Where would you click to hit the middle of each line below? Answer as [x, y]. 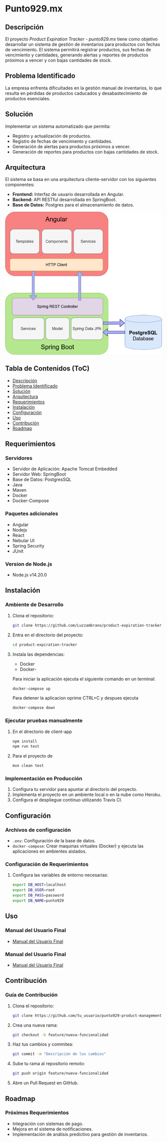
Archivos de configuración [38, 830]
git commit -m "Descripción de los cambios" [59, 1054]
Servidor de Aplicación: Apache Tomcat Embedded [65, 469]
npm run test [26, 747]
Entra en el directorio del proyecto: [48, 635]
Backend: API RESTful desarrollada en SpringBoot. [64, 199]
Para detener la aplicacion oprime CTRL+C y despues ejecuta [75, 698]
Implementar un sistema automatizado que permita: [58, 126]
